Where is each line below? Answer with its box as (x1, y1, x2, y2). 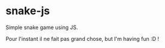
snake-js (5, 4, 50, 18)
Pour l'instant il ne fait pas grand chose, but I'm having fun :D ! (5, 35, 160, 42)
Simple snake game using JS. (5, 24, 78, 31)
